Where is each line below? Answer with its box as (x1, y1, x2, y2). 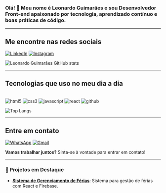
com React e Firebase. (12, 183, 58, 189)
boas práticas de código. (5, 17, 66, 24)
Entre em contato (5, 126, 59, 135)
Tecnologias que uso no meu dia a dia (5, 79, 124, 88)
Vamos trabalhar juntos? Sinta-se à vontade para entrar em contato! (5, 149, 146, 155)
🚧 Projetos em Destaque (5, 166, 64, 173)
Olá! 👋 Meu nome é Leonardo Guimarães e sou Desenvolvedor (5, 4, 157, 11)
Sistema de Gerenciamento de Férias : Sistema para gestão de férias (12, 178, 153, 184)
